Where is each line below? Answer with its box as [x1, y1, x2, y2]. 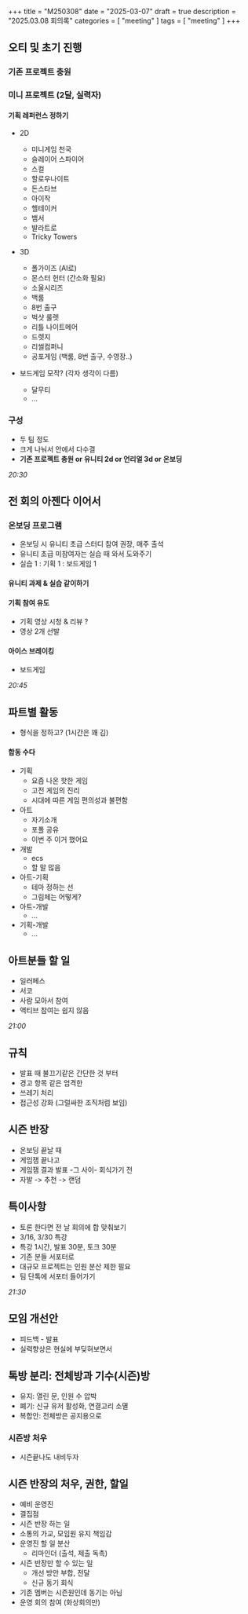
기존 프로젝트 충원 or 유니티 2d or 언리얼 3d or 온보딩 [19, 454, 183, 463]
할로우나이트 [31, 174, 70, 184]
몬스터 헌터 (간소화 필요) [31, 273, 106, 283]
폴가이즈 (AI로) [31, 263, 77, 273]
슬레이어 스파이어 [31, 155, 85, 164]
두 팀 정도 [19, 434, 49, 444]
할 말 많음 [31, 863, 61, 873]
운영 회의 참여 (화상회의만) [19, 1598, 100, 1607]
